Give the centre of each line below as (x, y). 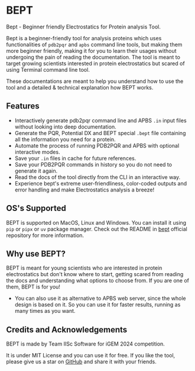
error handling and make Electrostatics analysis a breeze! (84, 190)
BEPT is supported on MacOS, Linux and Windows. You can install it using (96, 222)
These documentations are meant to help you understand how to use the (95, 81)
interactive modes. (37, 152)
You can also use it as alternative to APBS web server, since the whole (100, 298)
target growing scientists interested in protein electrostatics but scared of (95, 63)
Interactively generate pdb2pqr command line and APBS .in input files (101, 120)
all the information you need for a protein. (65, 139)
